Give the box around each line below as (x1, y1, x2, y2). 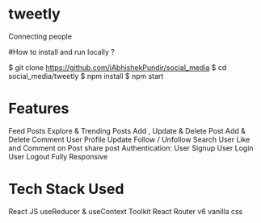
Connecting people (8, 31, 73, 41)
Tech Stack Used (8, 180, 124, 198)
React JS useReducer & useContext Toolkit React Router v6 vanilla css (8, 206, 243, 216)
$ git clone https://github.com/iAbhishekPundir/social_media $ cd (8, 62, 227, 72)
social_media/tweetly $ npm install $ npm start (8, 71, 164, 81)
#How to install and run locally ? (8, 47, 115, 56)
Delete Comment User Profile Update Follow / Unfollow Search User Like (8, 134, 250, 144)
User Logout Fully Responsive (8, 151, 108, 161)
